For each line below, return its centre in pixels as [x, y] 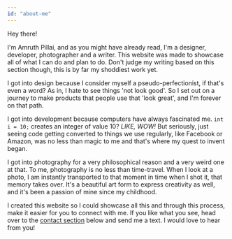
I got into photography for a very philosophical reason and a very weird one [116, 162]
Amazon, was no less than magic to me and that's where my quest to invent [116, 141]
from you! [21, 227]
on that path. [26, 105]
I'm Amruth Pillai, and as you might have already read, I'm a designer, [107, 47]
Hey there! [22, 34]
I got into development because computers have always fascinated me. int [115, 119]
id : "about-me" [29, 14]
